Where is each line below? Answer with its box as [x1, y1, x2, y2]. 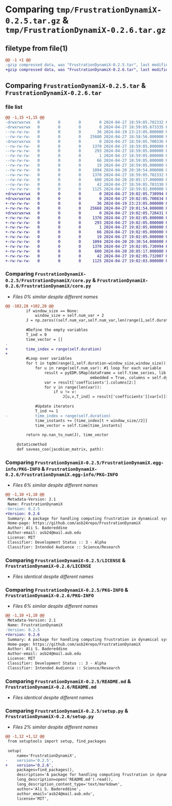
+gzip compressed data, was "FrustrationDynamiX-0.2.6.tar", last [5, 67, 150, 72]
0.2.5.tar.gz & [5, 14, 69, 26]
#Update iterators [35, 404, 74, 409]
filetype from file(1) [5, 44, 68, 52]
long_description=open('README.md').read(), [16, 777, 114, 782]
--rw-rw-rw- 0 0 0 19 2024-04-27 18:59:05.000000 [5, 163, 164, 168]
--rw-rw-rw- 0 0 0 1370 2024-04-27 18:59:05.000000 [5, 144, 164, 149]
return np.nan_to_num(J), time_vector [26, 432, 109, 437]
